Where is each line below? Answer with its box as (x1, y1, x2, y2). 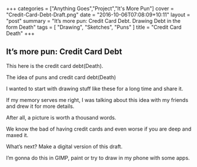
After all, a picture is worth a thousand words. (6, 114, 116, 121)
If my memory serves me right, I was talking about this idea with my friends (6, 96, 189, 103)
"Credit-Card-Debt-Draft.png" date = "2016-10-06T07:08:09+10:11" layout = (6, 11, 191, 18)
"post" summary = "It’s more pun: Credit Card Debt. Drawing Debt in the (6, 18, 181, 24)
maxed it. (6, 131, 29, 138)
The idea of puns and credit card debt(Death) (6, 73, 116, 81)
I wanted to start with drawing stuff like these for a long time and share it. (6, 85, 183, 92)
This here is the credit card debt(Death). (6, 62, 103, 69)
